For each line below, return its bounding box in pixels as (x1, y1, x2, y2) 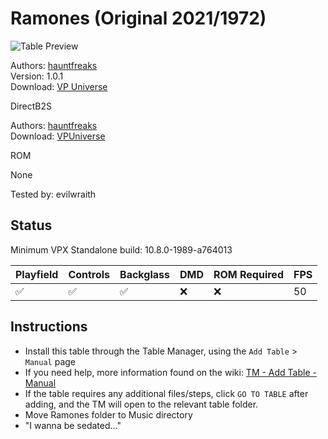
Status (10, 217, 53, 234)
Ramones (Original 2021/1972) (10, 7, 267, 30)
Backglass (119, 267, 170, 281)
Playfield (15, 267, 59, 281)
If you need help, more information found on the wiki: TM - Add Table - (24, 366, 317, 378)
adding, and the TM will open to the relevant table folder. (24, 398, 259, 410)
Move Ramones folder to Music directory (24, 408, 193, 421)
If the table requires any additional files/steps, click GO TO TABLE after (24, 387, 309, 399)
